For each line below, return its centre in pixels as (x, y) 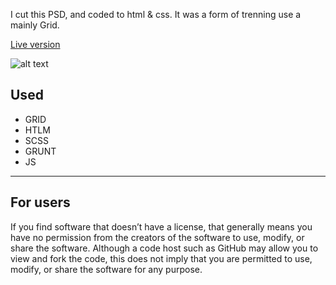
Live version (35, 44)
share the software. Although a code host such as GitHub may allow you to (164, 248)
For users (40, 202)
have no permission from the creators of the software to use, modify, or (157, 237)
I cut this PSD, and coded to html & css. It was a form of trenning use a (156, 14)
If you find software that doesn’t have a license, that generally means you (161, 226)
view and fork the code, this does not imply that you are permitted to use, (161, 258)
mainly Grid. (35, 25)
